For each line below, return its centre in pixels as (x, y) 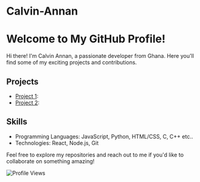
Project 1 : (26, 96)
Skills (17, 122)
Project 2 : (27, 102)
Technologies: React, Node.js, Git (57, 143)
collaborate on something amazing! (50, 161)
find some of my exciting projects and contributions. (72, 63)
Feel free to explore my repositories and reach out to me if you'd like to (95, 155)
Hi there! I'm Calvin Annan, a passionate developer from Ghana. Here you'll (100, 56)
